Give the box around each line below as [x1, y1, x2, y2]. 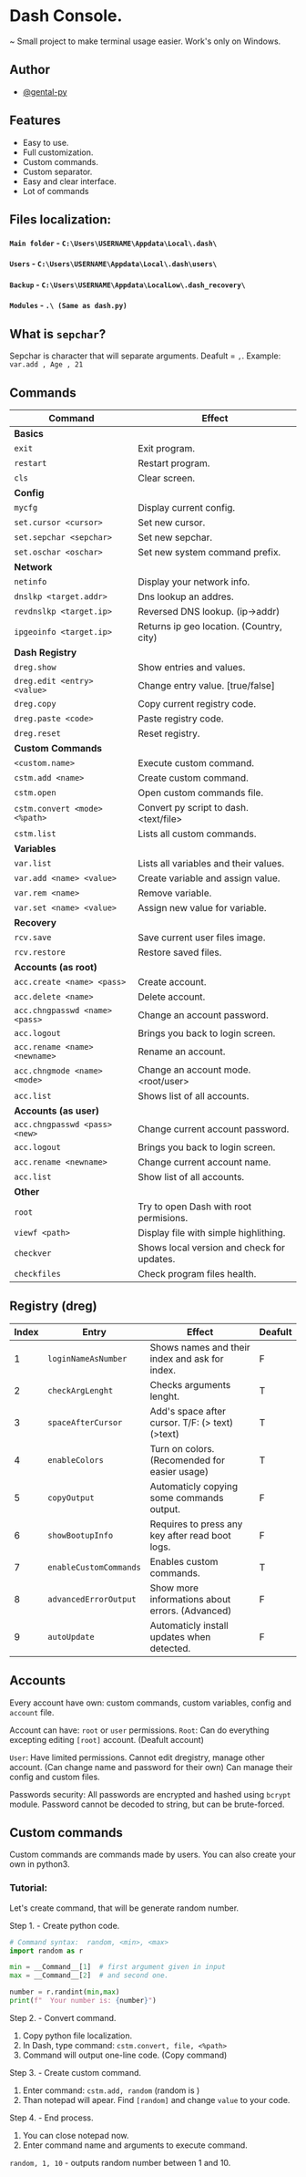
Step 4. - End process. [9, 2112, 94, 2123]
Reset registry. [138, 727, 200, 740]
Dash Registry [14, 646, 77, 658]
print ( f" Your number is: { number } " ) [9, 1996, 157, 2006]
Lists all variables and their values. [138, 856, 285, 869]
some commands [149, 1491, 224, 1504]
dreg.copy [14, 699, 56, 709]
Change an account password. [138, 1009, 269, 1021]
